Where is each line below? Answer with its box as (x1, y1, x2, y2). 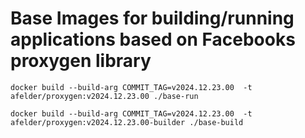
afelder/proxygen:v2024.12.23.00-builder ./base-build (10, 117, 244, 127)
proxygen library (10, 50, 152, 72)
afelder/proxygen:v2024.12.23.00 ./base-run (10, 91, 199, 101)
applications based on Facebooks (10, 28, 296, 51)
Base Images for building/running (10, 7, 295, 30)
